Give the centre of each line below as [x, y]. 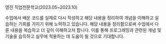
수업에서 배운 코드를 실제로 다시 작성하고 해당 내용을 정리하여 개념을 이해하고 [80, 18]
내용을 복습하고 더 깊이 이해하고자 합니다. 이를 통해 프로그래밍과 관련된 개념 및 [86, 30]
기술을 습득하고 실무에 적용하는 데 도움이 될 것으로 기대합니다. [65, 36]
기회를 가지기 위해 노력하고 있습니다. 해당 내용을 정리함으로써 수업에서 [86, 24]
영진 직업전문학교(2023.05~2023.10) [41, 7]
